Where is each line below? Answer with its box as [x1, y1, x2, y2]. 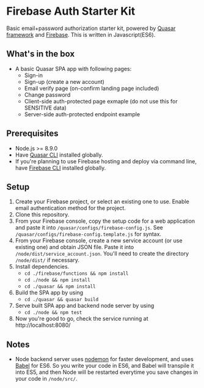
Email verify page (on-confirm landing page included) [24, 84, 159, 92]
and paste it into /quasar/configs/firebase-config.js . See [15, 224, 163, 231]
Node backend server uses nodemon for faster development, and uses [15, 356, 194, 363]
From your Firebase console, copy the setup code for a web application [15, 217, 195, 225]
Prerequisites [6, 129, 59, 139]
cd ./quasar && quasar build [24, 297, 99, 303]
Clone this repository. [15, 211, 70, 218]
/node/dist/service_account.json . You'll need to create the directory [15, 250, 189, 258]
